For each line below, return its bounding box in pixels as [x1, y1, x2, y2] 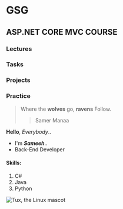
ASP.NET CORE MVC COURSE [6, 27, 118, 37]
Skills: [6, 160, 22, 167]
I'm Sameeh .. [14, 140, 48, 147]
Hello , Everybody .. [6, 128, 52, 135]
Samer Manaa [35, 117, 69, 124]
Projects [6, 76, 31, 84]
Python [14, 185, 32, 192]
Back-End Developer [14, 145, 65, 153]
